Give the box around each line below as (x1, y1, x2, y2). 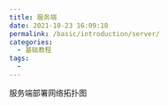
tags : (9, 54, 29, 63)
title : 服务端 (9, 12, 57, 22)
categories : (9, 37, 53, 47)
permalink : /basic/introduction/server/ (9, 29, 161, 38)
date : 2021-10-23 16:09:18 (9, 21, 109, 30)
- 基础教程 (17, 46, 52, 55)
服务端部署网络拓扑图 (9, 87, 87, 98)
